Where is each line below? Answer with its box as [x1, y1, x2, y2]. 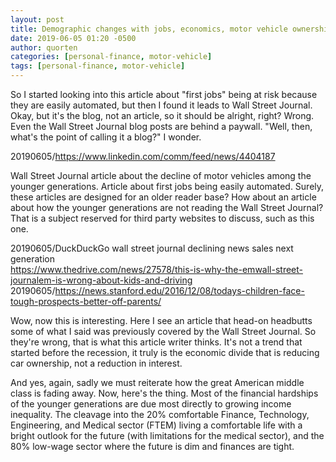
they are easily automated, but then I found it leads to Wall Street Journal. [10, 99, 313, 111]
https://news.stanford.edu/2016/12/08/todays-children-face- [54, 285, 305, 296]
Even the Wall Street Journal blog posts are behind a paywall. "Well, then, [10, 121, 313, 132]
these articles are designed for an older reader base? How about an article [10, 191, 317, 203]
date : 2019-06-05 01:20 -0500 [10, 33, 137, 43]
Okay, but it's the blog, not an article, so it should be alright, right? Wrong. [10, 110, 315, 121]
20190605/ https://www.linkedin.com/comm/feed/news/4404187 [10, 151, 276, 162]
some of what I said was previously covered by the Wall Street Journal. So [10, 326, 317, 337]
